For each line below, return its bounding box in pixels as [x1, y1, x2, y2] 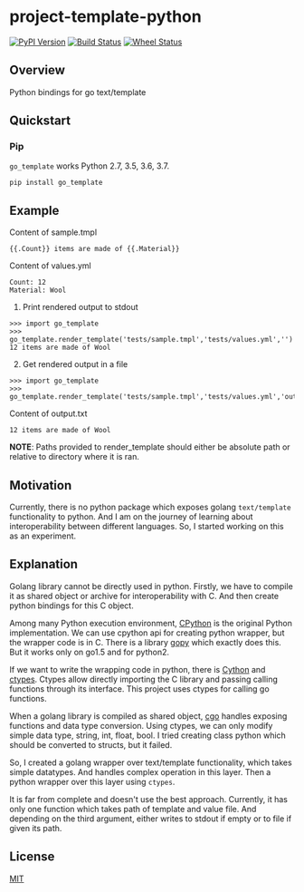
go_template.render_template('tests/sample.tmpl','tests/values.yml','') [9, 335, 294, 344]
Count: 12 [9, 278, 47, 287]
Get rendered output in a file [22, 359, 128, 370]
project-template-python [9, 6, 202, 27]
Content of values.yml [9, 260, 92, 271]
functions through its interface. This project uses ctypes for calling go [9, 683, 270, 694]
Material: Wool [9, 286, 67, 296]
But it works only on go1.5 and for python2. [9, 646, 170, 657]
